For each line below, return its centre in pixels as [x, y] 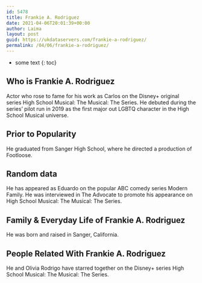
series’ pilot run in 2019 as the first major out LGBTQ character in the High [98, 108]
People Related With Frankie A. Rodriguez [86, 253]
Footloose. [19, 155]
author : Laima [24, 29]
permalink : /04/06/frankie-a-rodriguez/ [58, 46]
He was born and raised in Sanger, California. [62, 235]
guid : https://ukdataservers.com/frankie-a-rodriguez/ [77, 40]
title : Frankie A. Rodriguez [43, 17]
